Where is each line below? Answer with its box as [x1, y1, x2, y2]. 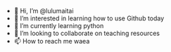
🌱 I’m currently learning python [13, 22, 104, 30]
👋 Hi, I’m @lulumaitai [13, 7, 74, 15]
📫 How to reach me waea [13, 37, 90, 45]
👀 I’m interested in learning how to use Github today [13, 14, 165, 22]
